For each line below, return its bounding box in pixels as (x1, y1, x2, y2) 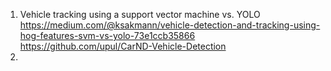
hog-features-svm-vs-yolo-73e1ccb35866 (19, 30, 196, 41)
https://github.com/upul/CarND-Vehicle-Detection (19, 40, 227, 52)
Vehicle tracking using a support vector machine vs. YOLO (19, 9, 261, 20)
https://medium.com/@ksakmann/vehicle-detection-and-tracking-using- (19, 19, 321, 31)
